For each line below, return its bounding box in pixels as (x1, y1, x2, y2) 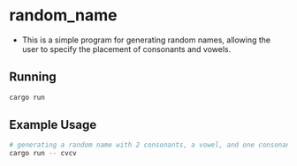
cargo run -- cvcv (9, 149, 77, 158)
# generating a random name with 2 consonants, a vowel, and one (9, 140, 255, 150)
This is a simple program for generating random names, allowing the (21, 34, 271, 45)
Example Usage (9, 117, 97, 132)
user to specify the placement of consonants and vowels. (21, 43, 232, 54)
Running (9, 70, 57, 85)
